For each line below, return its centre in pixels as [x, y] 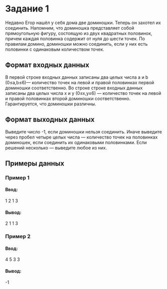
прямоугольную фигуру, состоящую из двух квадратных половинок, [79, 33]
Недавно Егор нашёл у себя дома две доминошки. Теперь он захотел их [83, 23]
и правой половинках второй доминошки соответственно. [68, 98]
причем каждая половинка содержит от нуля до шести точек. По [75, 39]
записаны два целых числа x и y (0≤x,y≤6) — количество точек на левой [83, 93]
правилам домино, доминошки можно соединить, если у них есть [76, 44]
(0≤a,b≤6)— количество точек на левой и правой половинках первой [80, 82]
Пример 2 [18, 236]
